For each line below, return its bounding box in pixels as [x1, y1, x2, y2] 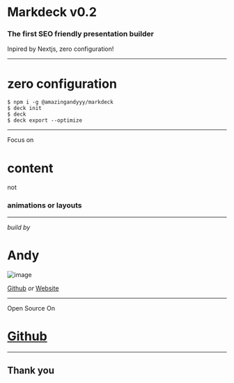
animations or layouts [7, 201, 82, 210]
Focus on [7, 136, 34, 144]
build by [7, 223, 31, 231]
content [7, 160, 54, 176]
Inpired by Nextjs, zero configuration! [7, 45, 114, 53]
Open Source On [7, 304, 56, 312]
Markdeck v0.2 [7, 4, 97, 20]
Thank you [7, 364, 54, 376]
